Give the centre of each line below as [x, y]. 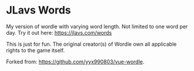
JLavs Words [39, 10]
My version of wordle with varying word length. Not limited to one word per [97, 26]
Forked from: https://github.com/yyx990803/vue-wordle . [75, 62]
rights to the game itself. [36, 50]
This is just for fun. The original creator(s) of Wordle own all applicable [91, 44]
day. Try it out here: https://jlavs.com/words [59, 32]
